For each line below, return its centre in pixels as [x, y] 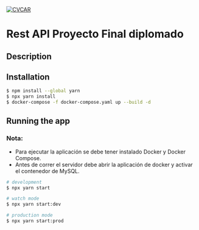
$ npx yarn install [31, 96]
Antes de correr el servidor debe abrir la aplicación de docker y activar [104, 164]
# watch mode [23, 199]
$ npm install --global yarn [43, 91]
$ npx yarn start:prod [35, 221]
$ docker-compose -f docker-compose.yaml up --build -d [79, 103]
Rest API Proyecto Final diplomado [95, 34]
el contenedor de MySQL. [47, 171]
